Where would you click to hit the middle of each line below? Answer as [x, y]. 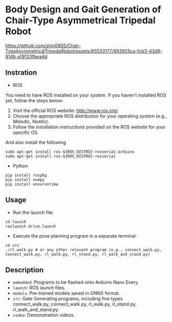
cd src [12, 245]
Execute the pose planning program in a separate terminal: [75, 236]
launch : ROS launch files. [39, 288]
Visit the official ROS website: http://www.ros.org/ [65, 110]
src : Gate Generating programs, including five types [68, 299]
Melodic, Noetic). [31, 121]
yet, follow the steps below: [34, 100]
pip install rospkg [26, 175]
